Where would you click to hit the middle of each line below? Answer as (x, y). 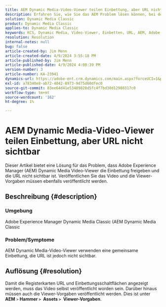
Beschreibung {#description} (51, 197)
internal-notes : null (27, 42)
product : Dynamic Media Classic (38, 24)
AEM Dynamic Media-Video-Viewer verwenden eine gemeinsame (72, 251)
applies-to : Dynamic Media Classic (42, 28)
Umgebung (19, 211)
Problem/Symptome (30, 240)
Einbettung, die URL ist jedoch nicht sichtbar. (51, 256)
